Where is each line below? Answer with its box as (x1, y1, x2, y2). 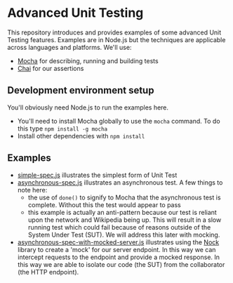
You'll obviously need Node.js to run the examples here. (7, 103, 169, 112)
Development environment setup (7, 84, 154, 96)
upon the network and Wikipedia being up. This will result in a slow (27, 216, 222, 224)
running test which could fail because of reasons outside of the (27, 223, 211, 231)
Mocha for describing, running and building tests (17, 56, 159, 65)
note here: (17, 185, 48, 194)
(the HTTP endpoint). (17, 268, 79, 276)
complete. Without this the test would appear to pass (27, 200, 181, 209)
